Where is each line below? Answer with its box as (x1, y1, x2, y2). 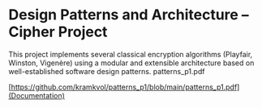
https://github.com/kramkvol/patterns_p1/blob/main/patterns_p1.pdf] (11, 82, 240, 92)
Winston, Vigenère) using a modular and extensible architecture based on (8, 58, 255, 68)
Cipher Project (8, 23, 108, 41)
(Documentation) (8, 90, 65, 100)
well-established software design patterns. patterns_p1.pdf (8, 66, 205, 76)
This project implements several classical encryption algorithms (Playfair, (8, 49, 253, 59)
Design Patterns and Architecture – (8, 6, 249, 24)
